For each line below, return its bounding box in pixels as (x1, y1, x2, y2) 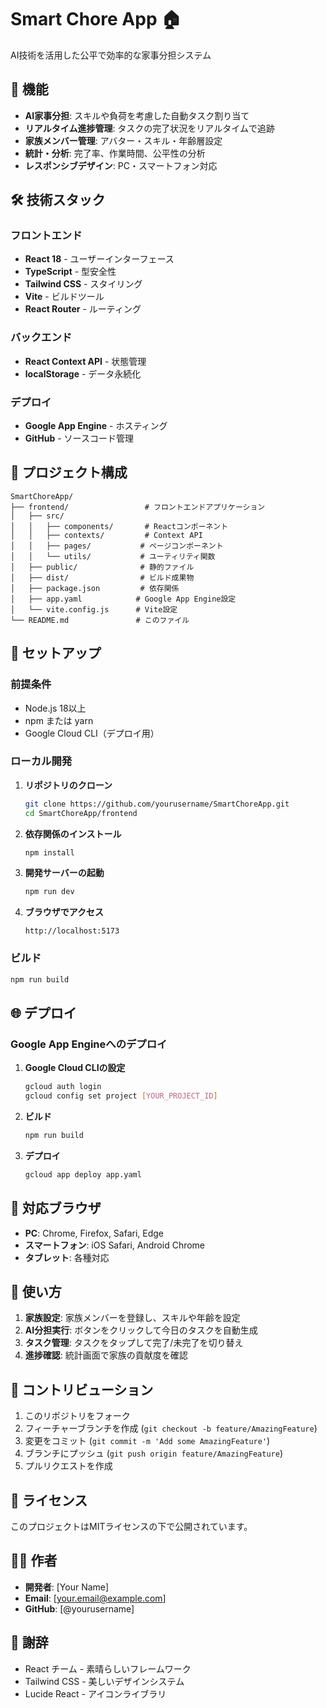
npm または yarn (24, 714, 94, 726)
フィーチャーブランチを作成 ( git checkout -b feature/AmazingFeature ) (24, 1422, 318, 1435)
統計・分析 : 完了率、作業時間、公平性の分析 (24, 147, 206, 159)
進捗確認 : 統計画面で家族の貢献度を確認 (24, 1349, 188, 1361)
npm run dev (24, 887, 75, 897)
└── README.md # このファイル (10, 615, 190, 625)
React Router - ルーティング (24, 303, 142, 315)
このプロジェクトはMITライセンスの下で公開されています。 (10, 1520, 253, 1532)
